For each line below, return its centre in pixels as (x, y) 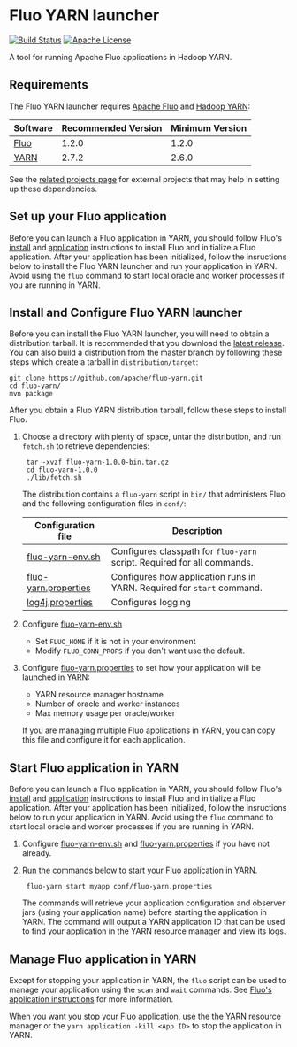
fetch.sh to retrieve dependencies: (86, 446)
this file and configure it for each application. (103, 740)
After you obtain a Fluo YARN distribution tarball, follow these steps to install (148, 410)
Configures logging (151, 603)
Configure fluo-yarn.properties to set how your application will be (141, 668)
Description (197, 531)
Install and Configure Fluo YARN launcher (126, 312)
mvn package (31, 394)
